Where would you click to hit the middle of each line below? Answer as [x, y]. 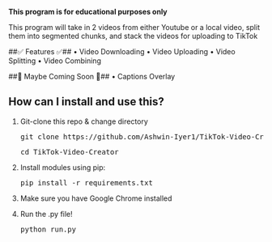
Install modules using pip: [63, 167]
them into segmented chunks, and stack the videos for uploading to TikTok [133, 36]
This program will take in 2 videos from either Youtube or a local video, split [134, 27]
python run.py [48, 229]
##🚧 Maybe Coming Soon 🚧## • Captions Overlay [92, 76]
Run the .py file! [46, 214]
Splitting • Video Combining [55, 61]
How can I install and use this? [86, 102]
